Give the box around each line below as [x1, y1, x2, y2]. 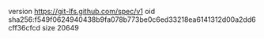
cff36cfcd [8, 23, 41, 32]
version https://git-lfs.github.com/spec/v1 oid [8, 7, 156, 16]
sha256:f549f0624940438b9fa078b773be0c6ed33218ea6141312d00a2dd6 [8, 15, 256, 24]
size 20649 [42, 23, 79, 32]
